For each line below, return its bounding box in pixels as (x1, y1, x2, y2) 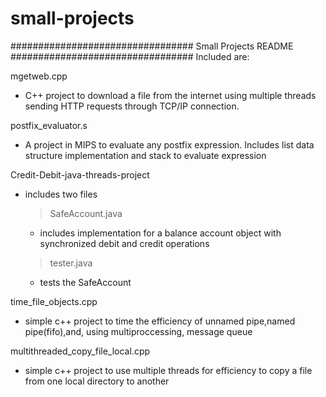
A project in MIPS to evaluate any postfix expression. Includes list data (24, 138, 315, 151)
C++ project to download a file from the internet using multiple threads (24, 89, 317, 101)
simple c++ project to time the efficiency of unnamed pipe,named (24, 315, 296, 327)
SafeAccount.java (49, 207, 123, 219)
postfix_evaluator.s (10, 119, 88, 131)
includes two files (24, 188, 98, 200)
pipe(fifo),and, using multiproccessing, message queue (24, 325, 253, 337)
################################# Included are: (10, 50, 250, 62)
